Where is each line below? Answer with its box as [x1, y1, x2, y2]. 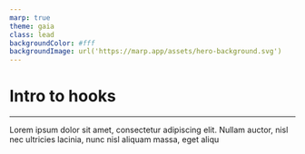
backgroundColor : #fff [9, 38, 95, 48]
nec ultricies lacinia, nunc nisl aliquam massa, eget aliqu [9, 134, 220, 145]
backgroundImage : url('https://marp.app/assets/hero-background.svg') [9, 47, 282, 56]
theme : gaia [9, 22, 54, 31]
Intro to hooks [9, 86, 116, 107]
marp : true [9, 13, 51, 23]
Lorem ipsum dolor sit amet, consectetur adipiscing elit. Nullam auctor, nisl [9, 124, 289, 136]
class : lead [9, 30, 54, 39]
